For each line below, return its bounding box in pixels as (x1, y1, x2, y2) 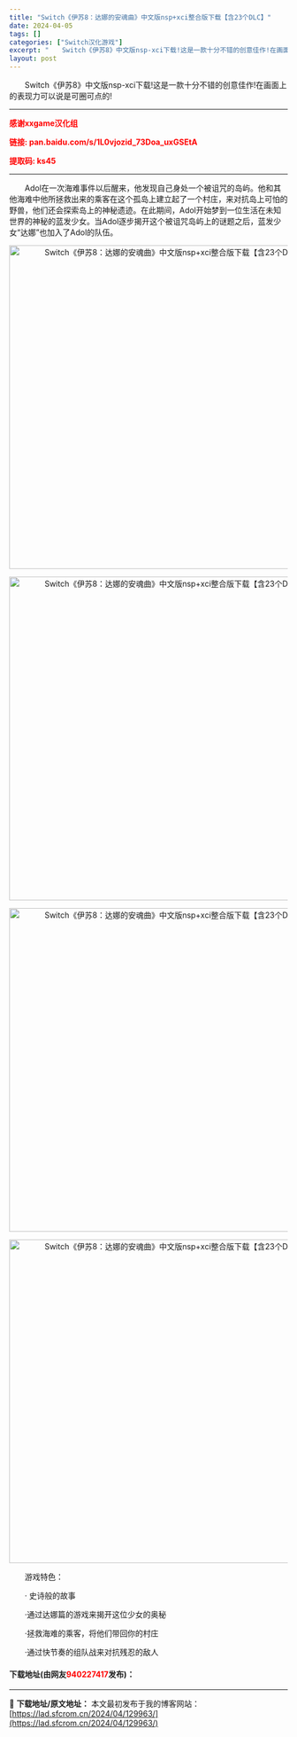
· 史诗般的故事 (24, 1591, 76, 1600)
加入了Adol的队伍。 (47, 227, 118, 238)
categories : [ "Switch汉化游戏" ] (9, 37, 124, 47)
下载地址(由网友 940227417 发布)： (9, 1669, 135, 1679)
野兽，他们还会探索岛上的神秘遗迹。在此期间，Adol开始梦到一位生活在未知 (9, 205, 282, 215)
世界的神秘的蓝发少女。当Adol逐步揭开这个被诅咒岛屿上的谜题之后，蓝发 (9, 216, 274, 226)
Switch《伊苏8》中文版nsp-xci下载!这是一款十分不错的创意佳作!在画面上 (24, 80, 287, 90)
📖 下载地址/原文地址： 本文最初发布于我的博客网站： (9, 1699, 201, 1710)
